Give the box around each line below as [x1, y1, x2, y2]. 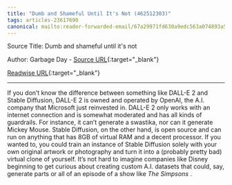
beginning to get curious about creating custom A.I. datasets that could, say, [7, 162, 224, 170]
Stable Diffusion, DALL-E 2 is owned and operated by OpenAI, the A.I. [7, 96, 205, 105]
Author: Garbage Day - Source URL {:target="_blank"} [7, 55, 159, 64]
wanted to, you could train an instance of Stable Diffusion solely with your [7, 140, 217, 149]
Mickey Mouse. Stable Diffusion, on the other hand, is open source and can [7, 125, 222, 134]
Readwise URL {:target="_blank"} [7, 69, 101, 77]
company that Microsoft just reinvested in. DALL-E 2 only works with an [7, 103, 211, 112]
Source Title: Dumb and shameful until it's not [7, 42, 137, 51]
